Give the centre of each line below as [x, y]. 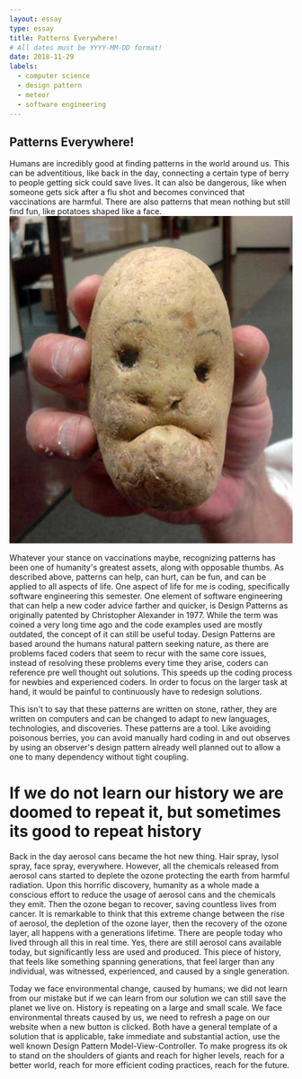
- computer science [54, 76]
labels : [24, 67]
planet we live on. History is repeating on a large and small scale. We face [146, 1007]
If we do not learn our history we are [147, 793]
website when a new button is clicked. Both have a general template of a [143, 1027]
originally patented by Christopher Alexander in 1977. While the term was [144, 615]
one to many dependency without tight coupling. [99, 757]
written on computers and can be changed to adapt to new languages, [140, 718]
